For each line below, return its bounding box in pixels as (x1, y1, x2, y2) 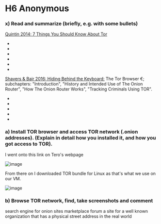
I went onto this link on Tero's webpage (5, 152, 84, 157)
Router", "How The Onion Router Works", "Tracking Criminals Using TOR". (5, 86, 153, 92)
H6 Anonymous (5, 3, 69, 14)
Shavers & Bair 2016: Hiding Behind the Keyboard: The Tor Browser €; (5, 76, 145, 82)
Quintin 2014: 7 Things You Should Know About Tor (5, 31, 108, 37)
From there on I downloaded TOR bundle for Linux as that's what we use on (5, 171, 156, 176)
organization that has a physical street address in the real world (5, 213, 132, 219)
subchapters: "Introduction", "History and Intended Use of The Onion (5, 81, 143, 87)
